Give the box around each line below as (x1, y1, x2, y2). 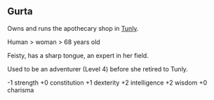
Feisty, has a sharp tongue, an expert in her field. (7, 51, 149, 59)
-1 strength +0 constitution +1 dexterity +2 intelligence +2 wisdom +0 (7, 78, 208, 87)
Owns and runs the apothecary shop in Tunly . (7, 24, 139, 32)
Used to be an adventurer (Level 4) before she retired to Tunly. (7, 64, 188, 73)
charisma (7, 85, 34, 94)
